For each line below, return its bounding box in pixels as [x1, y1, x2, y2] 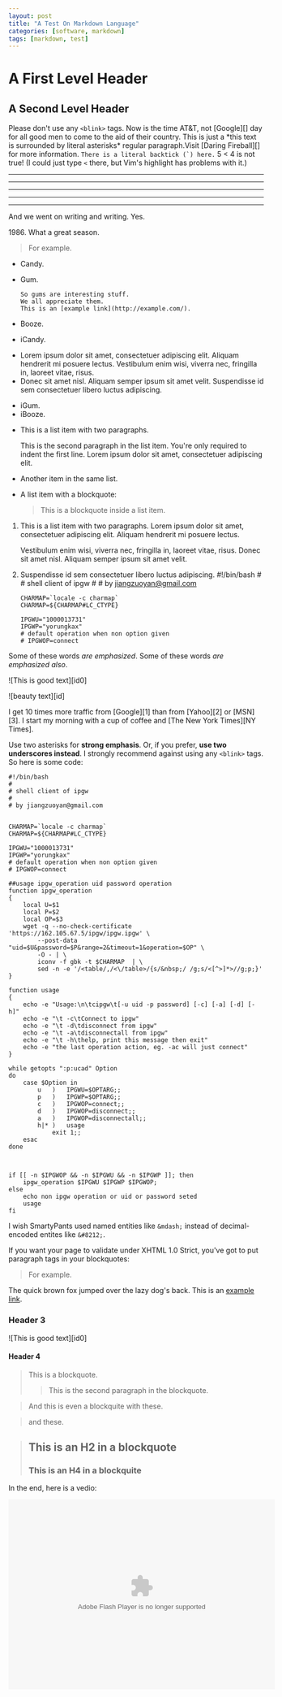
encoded [8, 1230, 39, 1239]
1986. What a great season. [8, 228, 100, 237]
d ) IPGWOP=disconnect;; [37, 1107, 136, 1116]
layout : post [8, 11, 53, 20]
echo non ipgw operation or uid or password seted [23, 1192, 198, 1201]
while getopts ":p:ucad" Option [8, 1065, 117, 1073]
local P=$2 [23, 908, 60, 917]
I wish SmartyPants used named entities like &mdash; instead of [8, 1221, 219, 1231]
